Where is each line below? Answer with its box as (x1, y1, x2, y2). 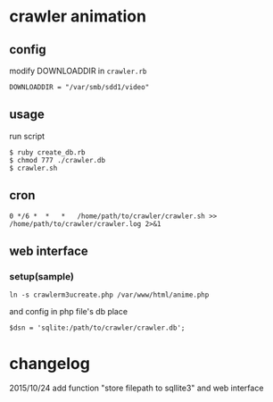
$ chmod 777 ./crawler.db (9, 155, 105, 164)
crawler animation (9, 6, 147, 27)
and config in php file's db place (9, 306, 128, 317)
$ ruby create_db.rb (9, 147, 87, 157)
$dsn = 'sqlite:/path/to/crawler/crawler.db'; (9, 323, 186, 332)
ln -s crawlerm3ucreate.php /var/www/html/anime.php (9, 290, 210, 300)
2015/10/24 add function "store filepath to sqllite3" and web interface (9, 382, 264, 394)
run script (9, 130, 45, 141)
